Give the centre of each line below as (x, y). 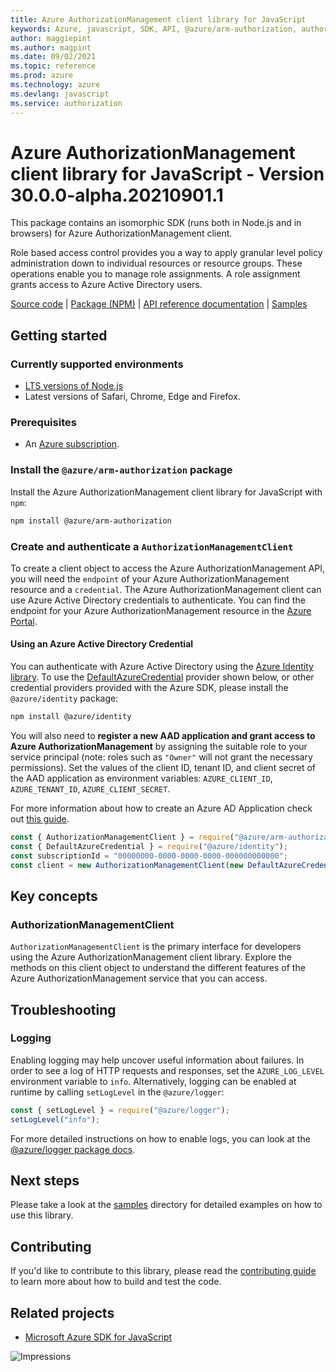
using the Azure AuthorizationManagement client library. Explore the (151, 957)
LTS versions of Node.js (74, 386)
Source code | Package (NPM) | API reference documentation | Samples (159, 304)
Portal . (24, 621)
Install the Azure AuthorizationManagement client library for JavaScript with (166, 492)
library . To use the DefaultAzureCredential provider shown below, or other (162, 677)
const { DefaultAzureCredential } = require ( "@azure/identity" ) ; (149, 846)
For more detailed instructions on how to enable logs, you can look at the (160, 1138)
